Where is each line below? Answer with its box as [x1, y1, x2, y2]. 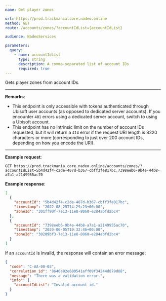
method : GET [5, 21, 30, 26]
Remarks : [5, 94, 26, 100]
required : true [18, 66, 50, 71]
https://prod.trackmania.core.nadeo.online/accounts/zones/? [14, 164, 142, 169]
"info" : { [9, 278, 30, 283]
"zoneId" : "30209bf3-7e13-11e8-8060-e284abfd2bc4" [14, 232, 121, 237]
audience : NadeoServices [5, 34, 56, 39]
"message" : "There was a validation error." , [9, 273, 105, 278]
